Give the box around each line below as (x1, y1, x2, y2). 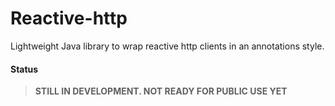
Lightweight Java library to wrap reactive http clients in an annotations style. (10, 40, 325, 52)
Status (10, 63, 39, 75)
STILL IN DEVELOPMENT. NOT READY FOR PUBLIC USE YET (34, 85, 288, 97)
